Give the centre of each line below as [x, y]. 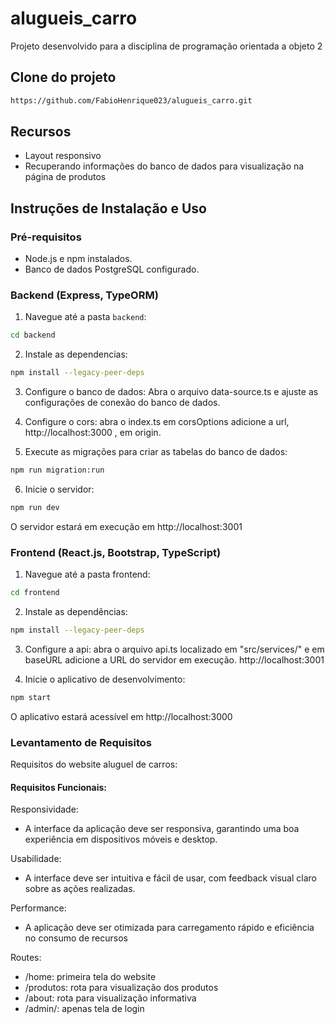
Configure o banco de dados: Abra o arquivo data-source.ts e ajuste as [171, 392]
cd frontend [35, 593]
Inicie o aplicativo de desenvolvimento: [105, 679]
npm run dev [35, 508]
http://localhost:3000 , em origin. [93, 433]
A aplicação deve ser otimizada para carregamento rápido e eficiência [169, 928]
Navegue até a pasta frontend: [87, 574]
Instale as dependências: [76, 612]
